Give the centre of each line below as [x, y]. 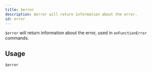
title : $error [20, 10]
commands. [17, 38]
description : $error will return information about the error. [71, 14]
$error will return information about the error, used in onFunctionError [76, 33]
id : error [15, 19]
